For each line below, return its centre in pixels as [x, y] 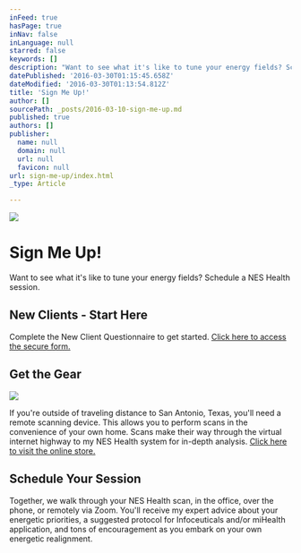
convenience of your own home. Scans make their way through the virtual [146, 431]
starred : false [38, 51]
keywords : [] [34, 59]
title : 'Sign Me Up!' [50, 92]
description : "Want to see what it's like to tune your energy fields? [146, 68]
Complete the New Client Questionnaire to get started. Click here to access [148, 336]
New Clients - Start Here [78, 315]
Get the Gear [46, 374]
